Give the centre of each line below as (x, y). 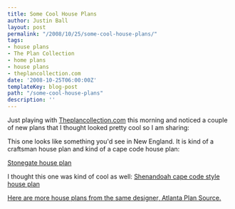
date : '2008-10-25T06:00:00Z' (52, 80)
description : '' (31, 100)
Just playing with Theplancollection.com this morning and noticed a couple (117, 120)
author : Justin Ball (38, 21)
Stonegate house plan (40, 163)
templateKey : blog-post (43, 87)
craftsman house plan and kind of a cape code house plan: (94, 149)
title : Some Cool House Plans (52, 14)
